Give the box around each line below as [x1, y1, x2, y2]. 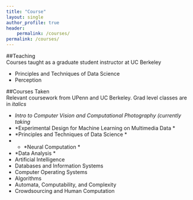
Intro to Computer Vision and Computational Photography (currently [14, 112, 182, 119]
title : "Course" [6, 8, 46, 15]
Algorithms [14, 175, 42, 182]
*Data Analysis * [14, 150, 56, 157]
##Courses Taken [6, 88, 50, 95]
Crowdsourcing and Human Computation [14, 188, 115, 194]
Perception [14, 76, 42, 83]
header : [6, 25, 25, 31]
